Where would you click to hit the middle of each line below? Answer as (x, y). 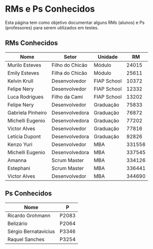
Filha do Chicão (69, 73)
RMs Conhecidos (32, 43)
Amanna (17, 160)
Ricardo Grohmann (29, 215)
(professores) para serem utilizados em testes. (52, 27)
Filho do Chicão (69, 65)
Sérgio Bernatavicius (31, 231)
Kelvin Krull (20, 81)
